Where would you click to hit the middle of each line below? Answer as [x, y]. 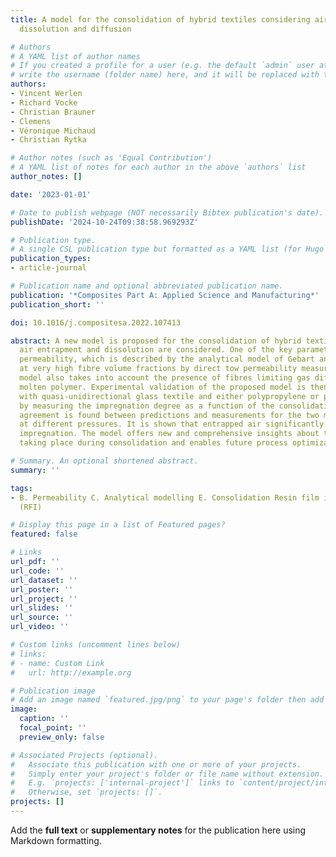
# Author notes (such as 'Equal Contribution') [111, 158]
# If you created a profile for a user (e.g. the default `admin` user [162, 66]
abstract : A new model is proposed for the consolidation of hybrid [156, 341]
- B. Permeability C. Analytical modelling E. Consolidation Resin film [165, 497]
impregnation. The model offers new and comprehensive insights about [169, 434]
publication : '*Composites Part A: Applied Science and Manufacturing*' [165, 295]
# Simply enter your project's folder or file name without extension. [167, 774]
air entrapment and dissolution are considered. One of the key [156, 350]
